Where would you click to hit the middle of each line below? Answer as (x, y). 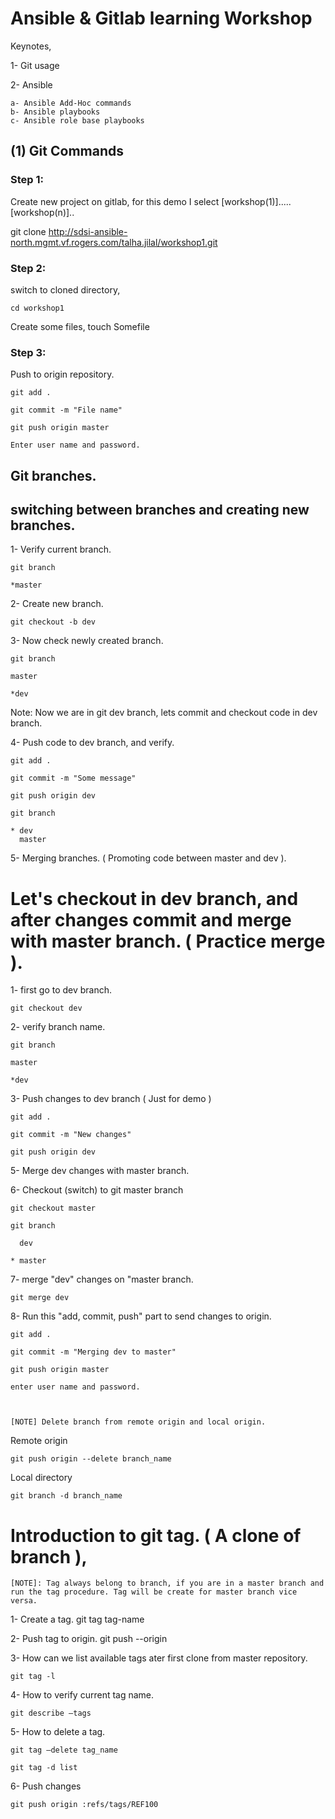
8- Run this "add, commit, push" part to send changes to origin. (141, 1316)
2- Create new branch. (57, 604)
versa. (24, 1601)
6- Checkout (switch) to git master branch (97, 1190)
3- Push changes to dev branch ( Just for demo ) (111, 1099)
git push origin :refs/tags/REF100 (84, 1805)
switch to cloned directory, (65, 289)
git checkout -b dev (53, 622)
